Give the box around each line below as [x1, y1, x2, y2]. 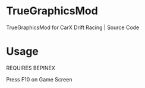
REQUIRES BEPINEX [6, 64, 55, 71]
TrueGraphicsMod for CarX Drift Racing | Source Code [6, 24, 140, 31]
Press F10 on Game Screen [6, 76, 72, 83]
